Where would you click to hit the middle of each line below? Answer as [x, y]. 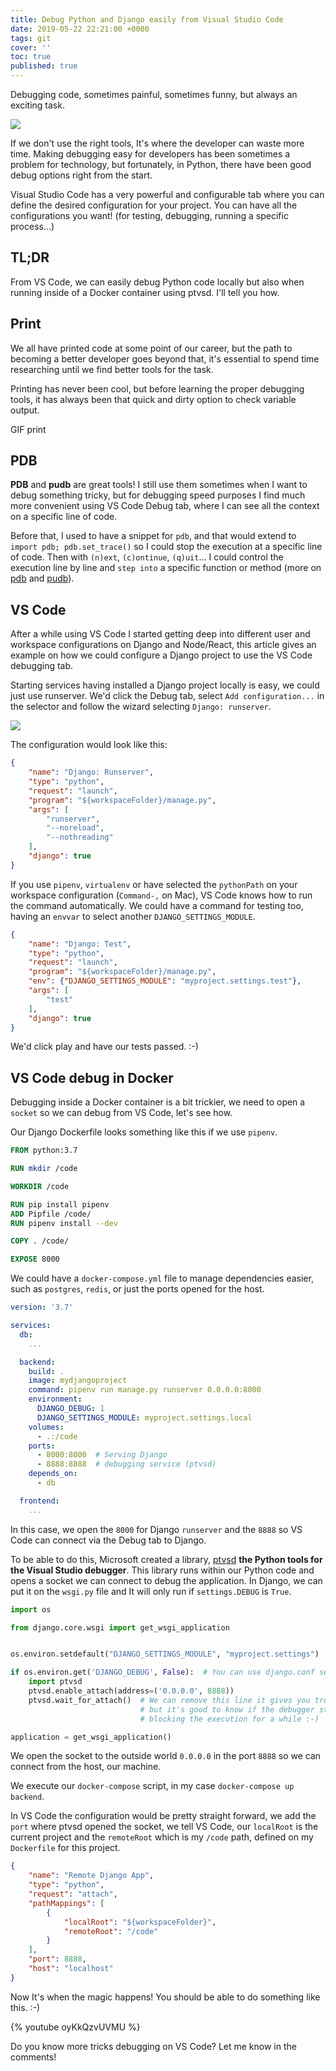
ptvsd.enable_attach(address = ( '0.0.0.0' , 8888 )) [131, 1691]
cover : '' [31, 47]
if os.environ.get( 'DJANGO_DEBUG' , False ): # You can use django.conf [162, 1672]
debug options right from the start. [81, 175]
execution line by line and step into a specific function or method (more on [166, 568]
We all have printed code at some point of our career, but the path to [151, 348]
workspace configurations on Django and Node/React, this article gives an [163, 645]
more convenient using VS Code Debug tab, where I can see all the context [165, 506]
